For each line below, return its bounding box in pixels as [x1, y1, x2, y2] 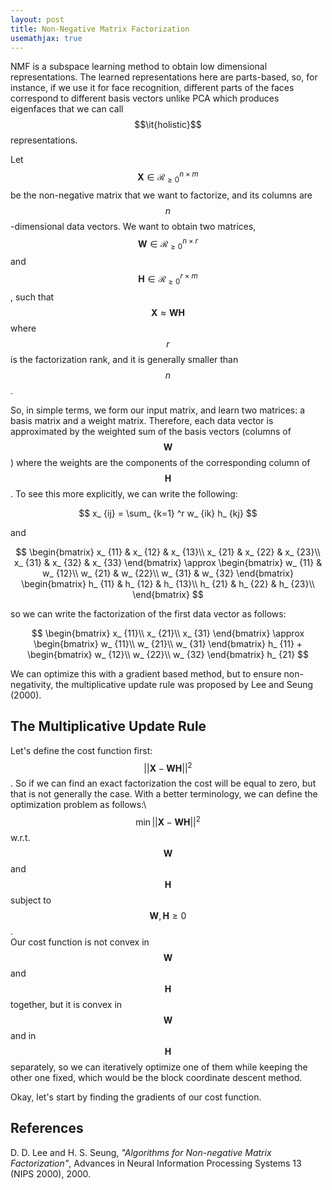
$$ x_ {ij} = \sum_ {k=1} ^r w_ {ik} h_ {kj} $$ [78, 507, 258, 519]
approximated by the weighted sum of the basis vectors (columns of [10, 425, 292, 437]
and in [10, 1029, 37, 1041]
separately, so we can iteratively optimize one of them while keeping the [10, 1061, 308, 1073]
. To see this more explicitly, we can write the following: [10, 487, 238, 500]
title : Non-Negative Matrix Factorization [10, 24, 190, 34]
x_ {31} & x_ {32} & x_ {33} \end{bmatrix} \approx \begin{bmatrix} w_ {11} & [13, 556, 323, 568]
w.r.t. [10, 831, 31, 843]
